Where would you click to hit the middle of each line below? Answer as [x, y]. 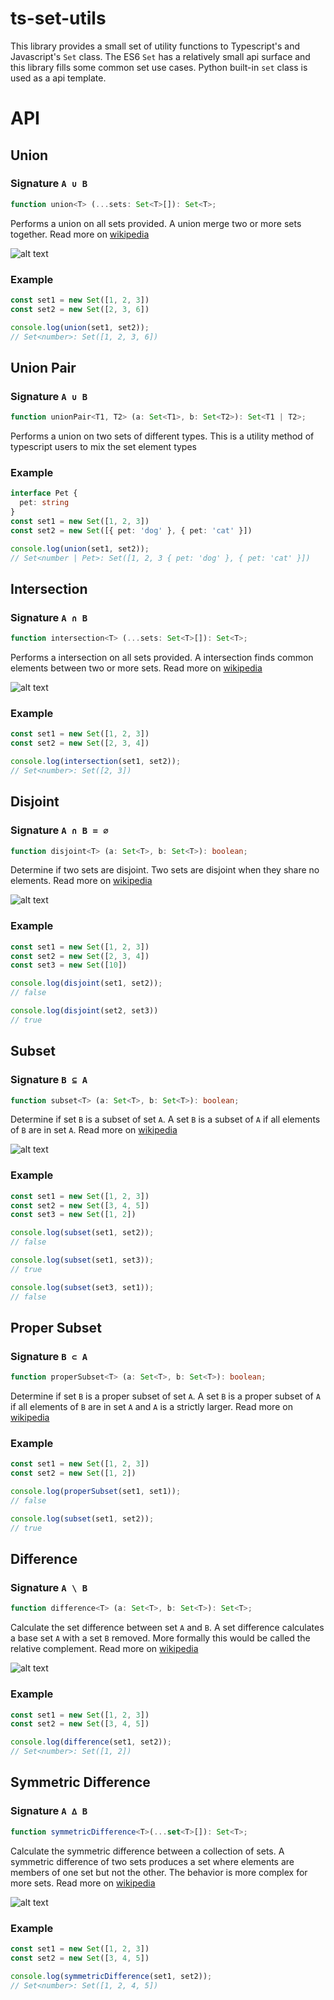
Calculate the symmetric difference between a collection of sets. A [147, 1851]
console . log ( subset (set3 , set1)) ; [82, 1287]
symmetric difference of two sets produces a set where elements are [152, 1861]
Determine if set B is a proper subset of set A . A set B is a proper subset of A [165, 1396]
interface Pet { [44, 493]
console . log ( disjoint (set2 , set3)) [84, 1011]
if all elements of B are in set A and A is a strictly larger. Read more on [151, 1407]
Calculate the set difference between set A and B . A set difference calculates [167, 1628]
